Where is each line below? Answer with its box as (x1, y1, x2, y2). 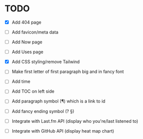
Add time (11, 78, 31, 84)
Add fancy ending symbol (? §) (11, 108, 74, 114)
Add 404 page (11, 19, 41, 25)
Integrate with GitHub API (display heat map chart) (11, 128, 114, 134)
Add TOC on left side (11, 88, 55, 94)
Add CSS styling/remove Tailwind (11, 59, 80, 65)
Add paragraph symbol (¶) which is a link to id (11, 98, 106, 104)
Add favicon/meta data (11, 29, 59, 35)
